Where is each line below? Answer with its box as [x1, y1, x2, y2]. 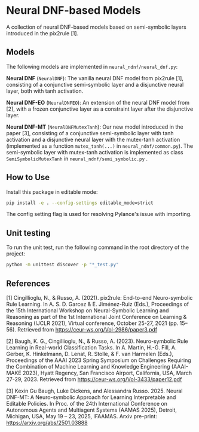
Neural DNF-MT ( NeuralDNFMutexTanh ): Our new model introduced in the [6, 123, 183, 130]
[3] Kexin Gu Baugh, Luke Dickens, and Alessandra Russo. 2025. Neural [6, 387, 183, 394]
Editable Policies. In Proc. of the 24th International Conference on [6, 400, 167, 407]
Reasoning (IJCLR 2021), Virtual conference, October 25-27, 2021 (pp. [6, 320, 179, 327]
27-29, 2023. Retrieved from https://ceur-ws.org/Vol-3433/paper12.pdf [6, 375, 182, 383]
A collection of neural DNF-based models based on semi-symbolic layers [6, 23, 186, 31]
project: [6, 250, 26, 257]
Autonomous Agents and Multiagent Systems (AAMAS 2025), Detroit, [6, 406, 177, 413]
